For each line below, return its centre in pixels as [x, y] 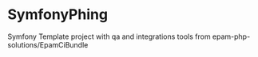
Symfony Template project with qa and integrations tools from [109, 36]
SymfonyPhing [58, 15]
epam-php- [231, 36]
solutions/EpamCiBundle [48, 44]
